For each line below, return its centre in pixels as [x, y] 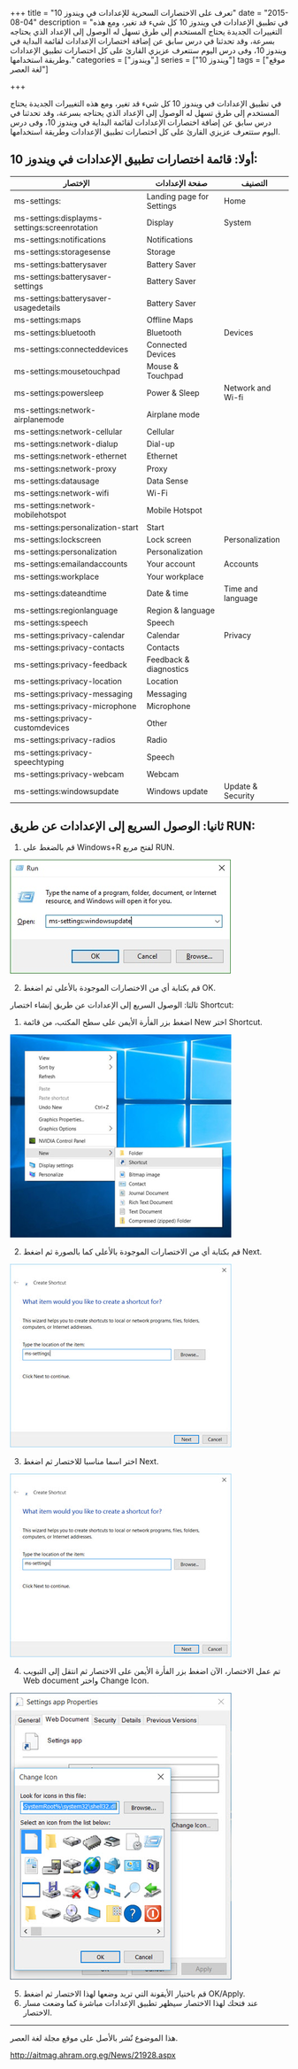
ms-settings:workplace [57, 576]
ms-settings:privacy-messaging [73, 693]
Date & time [168, 593]
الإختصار [76, 183]
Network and [247, 388]
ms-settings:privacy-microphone [75, 706]
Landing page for [178, 196]
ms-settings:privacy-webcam [69, 774]
